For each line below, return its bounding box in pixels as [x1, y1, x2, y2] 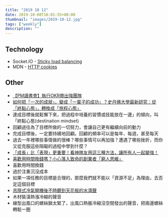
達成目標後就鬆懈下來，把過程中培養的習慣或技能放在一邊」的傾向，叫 [12, 111, 159, 117]
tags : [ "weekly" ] [5, 21, 42, 27]
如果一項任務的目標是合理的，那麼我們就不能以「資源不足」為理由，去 [12, 175, 159, 181]
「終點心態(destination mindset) [12, 117, 79, 124]
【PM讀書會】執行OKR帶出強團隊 [12, 92, 82, 99]
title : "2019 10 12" [5, 7, 49, 13]
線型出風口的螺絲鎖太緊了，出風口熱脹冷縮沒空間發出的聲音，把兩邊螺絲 [12, 200, 163, 206]
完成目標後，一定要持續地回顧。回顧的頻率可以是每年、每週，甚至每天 [12, 130, 159, 137]
